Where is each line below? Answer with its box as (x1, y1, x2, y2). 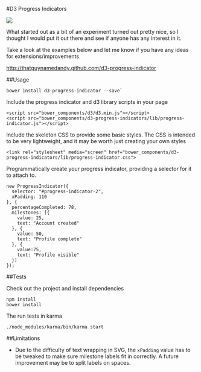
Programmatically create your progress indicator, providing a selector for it (6, 165, 192, 172)
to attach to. (6, 172, 36, 179)
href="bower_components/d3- (109, 149, 180, 155)
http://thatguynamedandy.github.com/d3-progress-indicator (6, 65, 157, 71)
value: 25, (17, 215, 45, 221)
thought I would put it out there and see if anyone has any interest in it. (6, 34, 182, 42)
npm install (6, 297, 36, 303)
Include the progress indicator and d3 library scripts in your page (6, 98, 168, 105)
